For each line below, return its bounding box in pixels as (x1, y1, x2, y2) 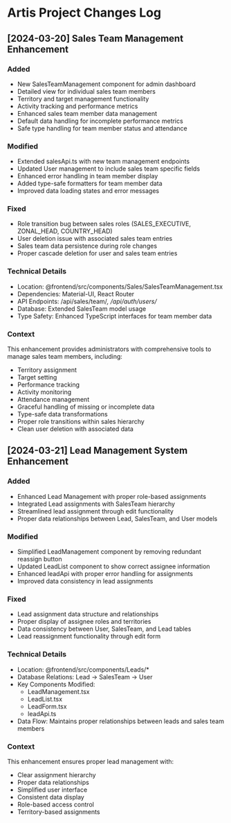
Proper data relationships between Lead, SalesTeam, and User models (17, 514, 218, 523)
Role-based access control (17, 800, 95, 808)
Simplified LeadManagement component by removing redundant (17, 548, 202, 556)
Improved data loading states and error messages (17, 187, 160, 195)
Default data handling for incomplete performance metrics (17, 117, 183, 125)
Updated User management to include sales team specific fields (17, 164, 201, 173)
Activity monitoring (17, 388, 72, 396)
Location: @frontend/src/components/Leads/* (17, 665, 150, 674)
